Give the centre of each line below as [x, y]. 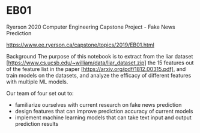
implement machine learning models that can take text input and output [103, 117]
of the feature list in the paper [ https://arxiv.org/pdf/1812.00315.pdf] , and [96, 69]
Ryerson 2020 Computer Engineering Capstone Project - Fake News [91, 27]
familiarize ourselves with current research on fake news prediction [98, 104]
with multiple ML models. [37, 82]
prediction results [37, 123]
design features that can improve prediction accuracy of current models [104, 111]
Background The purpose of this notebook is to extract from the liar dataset [100, 56]
